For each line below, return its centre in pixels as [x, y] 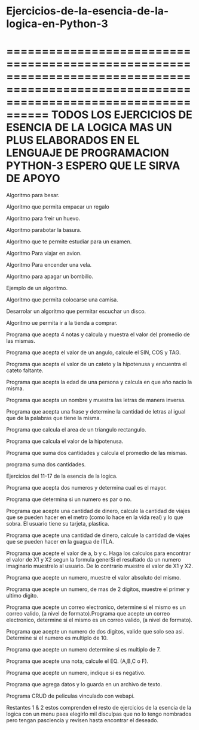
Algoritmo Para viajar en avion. [44, 254]
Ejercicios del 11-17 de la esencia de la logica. [62, 476]
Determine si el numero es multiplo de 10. [57, 638]
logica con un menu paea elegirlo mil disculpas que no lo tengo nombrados [99, 714]
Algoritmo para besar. [33, 195]
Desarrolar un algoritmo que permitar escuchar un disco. [76, 311]
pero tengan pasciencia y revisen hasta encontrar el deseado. [82, 720]
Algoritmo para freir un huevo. [43, 218]
